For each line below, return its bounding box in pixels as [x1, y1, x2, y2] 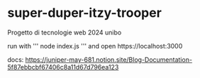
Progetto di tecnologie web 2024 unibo [7, 28, 122, 37]
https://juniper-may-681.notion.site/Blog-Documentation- [25, 55, 193, 64]
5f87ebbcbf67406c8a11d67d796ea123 [7, 63, 119, 71]
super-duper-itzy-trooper [7, 5, 162, 21]
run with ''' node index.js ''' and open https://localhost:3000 [7, 41, 183, 50]
